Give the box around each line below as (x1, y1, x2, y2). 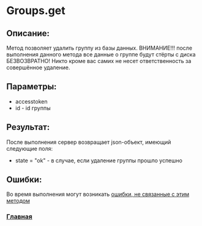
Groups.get (6, 4, 65, 18)
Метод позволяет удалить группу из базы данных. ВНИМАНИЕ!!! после (6, 44, 193, 51)
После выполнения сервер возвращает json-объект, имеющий (6, 138, 171, 146)
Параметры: (6, 81, 57, 92)
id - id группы (15, 104, 51, 111)
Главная (6, 213, 32, 221)
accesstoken (15, 97, 48, 105)
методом (6, 197, 31, 205)
